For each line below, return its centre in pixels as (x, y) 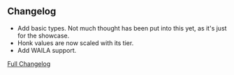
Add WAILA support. (47, 50)
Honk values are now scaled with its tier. (75, 43)
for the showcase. (43, 35)
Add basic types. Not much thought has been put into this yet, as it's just (122, 28)
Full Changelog (29, 64)
